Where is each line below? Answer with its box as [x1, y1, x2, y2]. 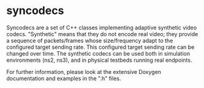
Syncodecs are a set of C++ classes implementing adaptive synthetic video [6, 24, 197, 31]
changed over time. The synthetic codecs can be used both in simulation [6, 50, 191, 57]
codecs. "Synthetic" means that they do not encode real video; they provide [6, 30, 198, 37]
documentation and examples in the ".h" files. [6, 75, 121, 82]
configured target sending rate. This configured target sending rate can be [6, 43, 195, 51]
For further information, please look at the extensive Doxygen [6, 68, 161, 75]
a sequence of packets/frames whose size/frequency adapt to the [6, 37, 173, 44]
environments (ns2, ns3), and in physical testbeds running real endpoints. [6, 56, 192, 64]
